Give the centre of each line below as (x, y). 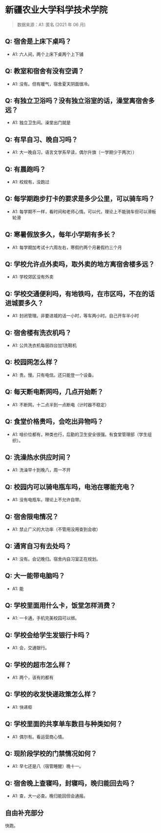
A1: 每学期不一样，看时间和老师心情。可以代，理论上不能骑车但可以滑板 (84, 212)
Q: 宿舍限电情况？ (32, 516)
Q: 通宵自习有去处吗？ (38, 546)
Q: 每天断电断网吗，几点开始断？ (54, 392)
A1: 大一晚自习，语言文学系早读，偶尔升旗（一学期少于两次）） (74, 152)
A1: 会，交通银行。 (31, 648)
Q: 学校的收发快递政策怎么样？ (51, 694)
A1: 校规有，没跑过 (31, 182)
